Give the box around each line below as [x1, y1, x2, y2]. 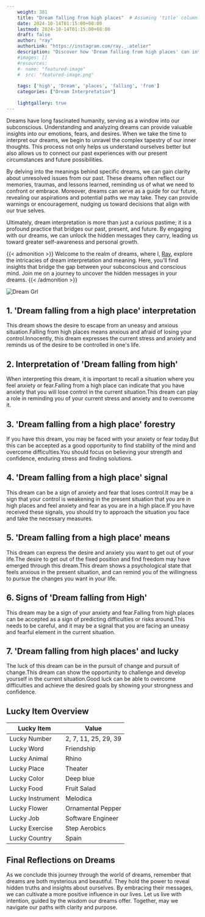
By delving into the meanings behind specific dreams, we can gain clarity [6, 168, 190, 175]
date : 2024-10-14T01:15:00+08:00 [17, 20, 103, 26]
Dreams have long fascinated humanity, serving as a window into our [6, 117, 180, 124]
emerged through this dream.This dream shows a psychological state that [6, 561, 192, 569]
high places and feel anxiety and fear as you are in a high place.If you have [6, 501, 195, 509]
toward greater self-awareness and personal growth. [6, 238, 139, 245]
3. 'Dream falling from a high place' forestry [6, 419, 176, 429]
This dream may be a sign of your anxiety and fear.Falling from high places [6, 608, 195, 616]
